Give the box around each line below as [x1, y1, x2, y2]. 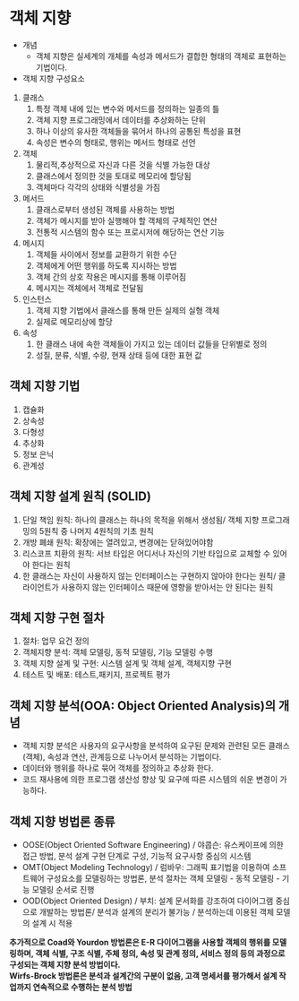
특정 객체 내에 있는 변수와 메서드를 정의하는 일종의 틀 [35, 103, 220, 114]
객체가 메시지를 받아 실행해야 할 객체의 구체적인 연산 [35, 215, 218, 226]
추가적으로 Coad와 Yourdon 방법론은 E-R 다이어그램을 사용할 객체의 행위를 [9, 937, 271, 947]
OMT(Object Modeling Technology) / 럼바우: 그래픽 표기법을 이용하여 [21, 862, 270, 872]
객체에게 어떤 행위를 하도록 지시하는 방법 [35, 260, 177, 271]
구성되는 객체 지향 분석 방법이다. [9, 960, 121, 970]
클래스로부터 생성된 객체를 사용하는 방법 [35, 203, 175, 215]
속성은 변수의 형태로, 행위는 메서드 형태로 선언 [35, 136, 196, 148]
